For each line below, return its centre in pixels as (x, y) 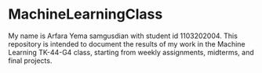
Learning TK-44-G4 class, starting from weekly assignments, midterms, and (131, 52)
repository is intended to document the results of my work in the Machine (127, 43)
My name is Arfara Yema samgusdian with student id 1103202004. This (123, 36)
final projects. (30, 61)
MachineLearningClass (86, 14)
